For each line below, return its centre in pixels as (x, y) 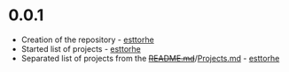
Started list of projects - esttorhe (81, 48)
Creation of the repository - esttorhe (87, 40)
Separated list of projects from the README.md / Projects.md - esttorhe (150, 58)
